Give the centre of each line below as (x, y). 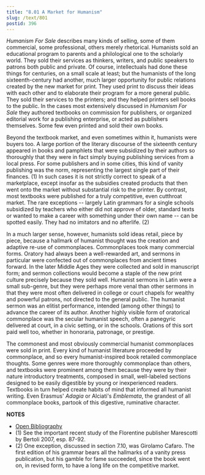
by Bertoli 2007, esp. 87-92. (50, 439)
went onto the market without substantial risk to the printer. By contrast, (97, 190)
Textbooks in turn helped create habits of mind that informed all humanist (99, 390)
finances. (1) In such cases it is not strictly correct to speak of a (86, 177)
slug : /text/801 (27, 18)
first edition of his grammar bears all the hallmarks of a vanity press (100, 452)
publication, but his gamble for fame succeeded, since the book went (102, 459)
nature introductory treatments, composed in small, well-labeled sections (99, 377)
